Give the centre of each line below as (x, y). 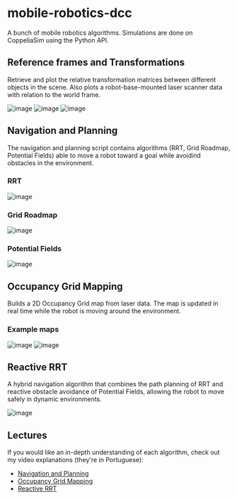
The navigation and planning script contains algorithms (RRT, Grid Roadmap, (119, 147)
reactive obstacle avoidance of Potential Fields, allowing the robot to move (116, 392)
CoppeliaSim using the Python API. (58, 40)
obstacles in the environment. (51, 163)
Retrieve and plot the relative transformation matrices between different (112, 79)
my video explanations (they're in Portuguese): (75, 460)
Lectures (27, 435)
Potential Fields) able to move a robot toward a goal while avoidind (104, 155)
